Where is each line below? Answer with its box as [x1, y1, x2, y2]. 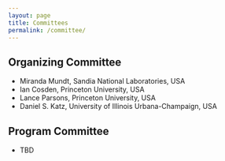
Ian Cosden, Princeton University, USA [19, 84, 145, 95]
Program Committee [8, 124, 109, 138]
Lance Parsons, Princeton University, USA [19, 93, 156, 103]
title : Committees [8, 19, 68, 27]
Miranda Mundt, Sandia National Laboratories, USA [19, 77, 186, 86]
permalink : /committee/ [8, 26, 87, 34]
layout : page [8, 11, 51, 20]
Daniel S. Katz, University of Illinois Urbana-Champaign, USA [19, 102, 218, 111]
